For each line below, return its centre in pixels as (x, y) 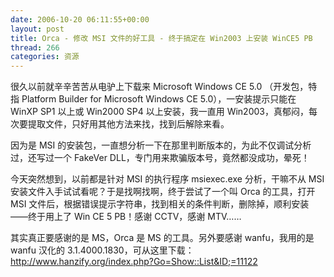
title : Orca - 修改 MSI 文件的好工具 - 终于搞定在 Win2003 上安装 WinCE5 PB (161, 38)
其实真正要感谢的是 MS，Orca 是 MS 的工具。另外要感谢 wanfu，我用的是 (162, 238)
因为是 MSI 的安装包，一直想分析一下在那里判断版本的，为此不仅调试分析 (161, 145)
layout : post (37, 29)
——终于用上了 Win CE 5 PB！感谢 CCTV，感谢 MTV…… (126, 217)
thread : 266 (35, 47)
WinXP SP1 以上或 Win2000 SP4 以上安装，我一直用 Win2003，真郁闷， (159, 112)
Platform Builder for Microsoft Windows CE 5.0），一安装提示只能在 (159, 99)
